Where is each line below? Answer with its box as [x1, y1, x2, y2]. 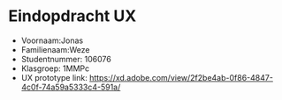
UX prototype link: [20, 72, 88, 82]
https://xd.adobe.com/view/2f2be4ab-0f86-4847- [88, 72, 273, 82]
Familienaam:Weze [20, 44, 90, 54]
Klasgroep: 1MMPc [20, 63, 90, 74]
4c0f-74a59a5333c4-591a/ [20, 82, 121, 92]
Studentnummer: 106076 [20, 54, 111, 64]
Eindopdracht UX [8, 6, 137, 26]
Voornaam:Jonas [20, 35, 84, 46]
